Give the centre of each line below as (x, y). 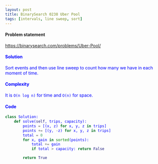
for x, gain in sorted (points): (56, 140)
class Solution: (22, 117)
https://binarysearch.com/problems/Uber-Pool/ (53, 45)
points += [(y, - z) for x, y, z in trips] (67, 131)
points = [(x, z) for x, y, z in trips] (65, 126)
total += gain (46, 144)
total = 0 (33, 135)
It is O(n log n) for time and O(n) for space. (49, 95)
